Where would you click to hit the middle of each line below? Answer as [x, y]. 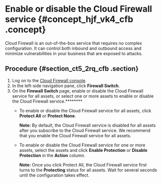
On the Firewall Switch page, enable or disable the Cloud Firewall [78, 91]
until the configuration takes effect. [54, 175]
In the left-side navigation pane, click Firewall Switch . [66, 86]
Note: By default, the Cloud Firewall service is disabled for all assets [88, 125]
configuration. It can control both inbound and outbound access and [73, 48]
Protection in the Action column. [52, 155]
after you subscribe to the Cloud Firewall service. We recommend [85, 130]
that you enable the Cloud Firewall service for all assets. [75, 135]
